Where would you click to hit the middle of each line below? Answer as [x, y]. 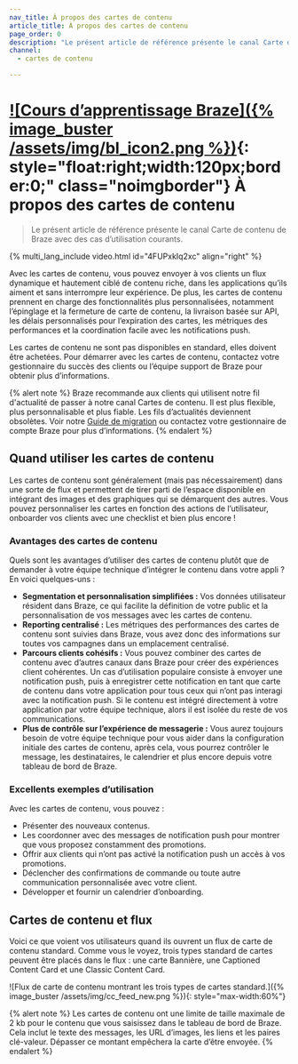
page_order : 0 [35, 34]
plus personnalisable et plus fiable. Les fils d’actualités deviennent [130, 412]
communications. [54, 719]
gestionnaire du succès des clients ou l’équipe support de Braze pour [136, 366]
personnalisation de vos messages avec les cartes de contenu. [137, 615]
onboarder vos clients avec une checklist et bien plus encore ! [123, 517]
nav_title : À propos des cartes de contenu [91, 17]
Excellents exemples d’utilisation [82, 789]
